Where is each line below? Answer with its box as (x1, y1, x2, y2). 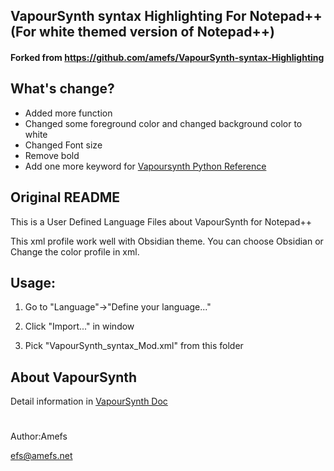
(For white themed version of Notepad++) (10, 24, 275, 41)
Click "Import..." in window (24, 320, 135, 333)
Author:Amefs (10, 430, 68, 443)
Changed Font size (24, 139, 103, 151)
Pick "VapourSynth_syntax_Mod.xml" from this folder (24, 340, 244, 352)
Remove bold (24, 149, 80, 161)
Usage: (10, 275, 57, 291)
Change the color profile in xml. (10, 245, 140, 258)
